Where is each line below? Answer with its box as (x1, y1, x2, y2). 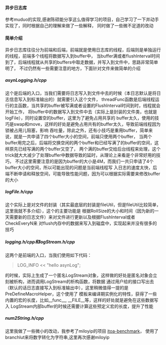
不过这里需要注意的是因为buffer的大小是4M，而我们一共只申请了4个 (14, 159, 154, 165)
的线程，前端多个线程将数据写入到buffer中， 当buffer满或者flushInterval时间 (5, 53, 161, 59)
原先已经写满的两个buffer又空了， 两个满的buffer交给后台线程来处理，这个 (9, 146, 161, 152)
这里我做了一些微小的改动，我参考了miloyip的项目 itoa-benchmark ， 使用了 (5, 328, 159, 334)
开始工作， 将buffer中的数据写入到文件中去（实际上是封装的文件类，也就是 (5, 109, 157, 115)
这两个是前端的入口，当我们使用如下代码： (5, 252, 92, 258)
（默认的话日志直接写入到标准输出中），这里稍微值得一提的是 (5, 285, 128, 291)
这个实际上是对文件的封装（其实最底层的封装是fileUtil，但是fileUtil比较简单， (5, 202, 161, 208)
